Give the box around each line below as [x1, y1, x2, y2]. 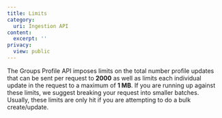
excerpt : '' [13, 35, 48, 42]
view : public [13, 48, 51, 55]
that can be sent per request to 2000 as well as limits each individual [7, 74, 202, 82]
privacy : [7, 42, 32, 48]
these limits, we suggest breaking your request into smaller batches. [7, 88, 199, 96]
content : [7, 29, 32, 36]
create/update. [7, 103, 49, 111]
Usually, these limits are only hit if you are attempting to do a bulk [7, 95, 191, 104]
